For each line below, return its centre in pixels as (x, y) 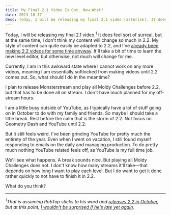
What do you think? (25, 186)
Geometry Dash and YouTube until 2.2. (46, 124)
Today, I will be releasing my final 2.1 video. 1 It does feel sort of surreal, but (83, 35)
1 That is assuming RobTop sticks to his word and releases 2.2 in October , (82, 201)
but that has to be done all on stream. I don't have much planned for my (80, 93)
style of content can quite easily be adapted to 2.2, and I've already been (82, 46)
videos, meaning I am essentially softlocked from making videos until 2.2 (81, 72)
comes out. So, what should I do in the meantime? (58, 77)
